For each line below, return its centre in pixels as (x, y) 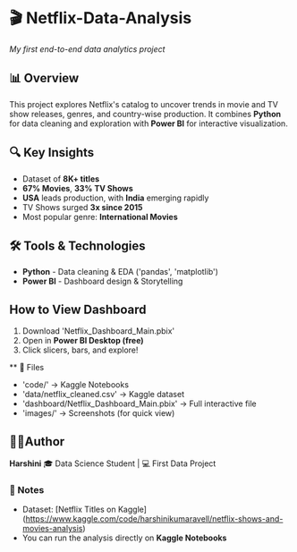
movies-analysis (52, 529)
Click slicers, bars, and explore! (80, 350)
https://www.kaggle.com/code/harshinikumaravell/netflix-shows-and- (154, 519)
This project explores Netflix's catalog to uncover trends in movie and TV (144, 104)
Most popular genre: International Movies (100, 217)
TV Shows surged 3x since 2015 (82, 207)
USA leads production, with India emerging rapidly (115, 198)
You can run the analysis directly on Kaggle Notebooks (124, 538)
